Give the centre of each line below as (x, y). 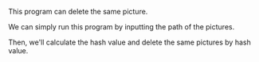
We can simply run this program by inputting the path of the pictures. (122, 27)
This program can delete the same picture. (78, 12)
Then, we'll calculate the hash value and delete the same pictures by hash (129, 42)
